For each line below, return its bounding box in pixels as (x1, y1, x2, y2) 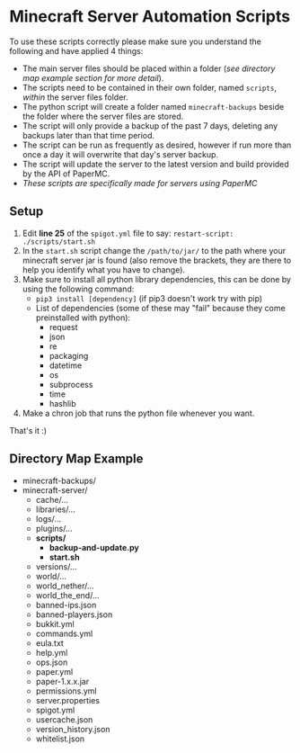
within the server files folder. (22, 92, 128, 103)
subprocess (49, 379, 93, 390)
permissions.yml (35, 686, 97, 696)
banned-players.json (35, 609, 113, 620)
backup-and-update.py (49, 542, 139, 552)
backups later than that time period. (22, 130, 155, 140)
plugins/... (35, 523, 74, 533)
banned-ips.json (35, 599, 97, 610)
